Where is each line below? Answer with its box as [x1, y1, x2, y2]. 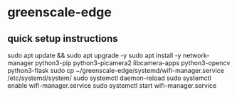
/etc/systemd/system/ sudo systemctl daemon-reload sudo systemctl [7, 74, 211, 82]
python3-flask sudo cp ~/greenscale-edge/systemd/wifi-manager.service [7, 67, 224, 74]
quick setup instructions [7, 33, 119, 45]
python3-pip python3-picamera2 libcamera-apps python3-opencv [35, 59, 231, 67]
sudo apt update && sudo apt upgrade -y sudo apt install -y [7, 51, 181, 59]
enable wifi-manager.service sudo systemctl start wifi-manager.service [7, 81, 217, 89]
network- [182, 51, 210, 59]
